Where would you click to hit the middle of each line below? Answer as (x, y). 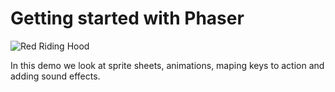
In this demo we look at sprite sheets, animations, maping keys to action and (167, 65)
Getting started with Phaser (127, 18)
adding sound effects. (55, 76)
